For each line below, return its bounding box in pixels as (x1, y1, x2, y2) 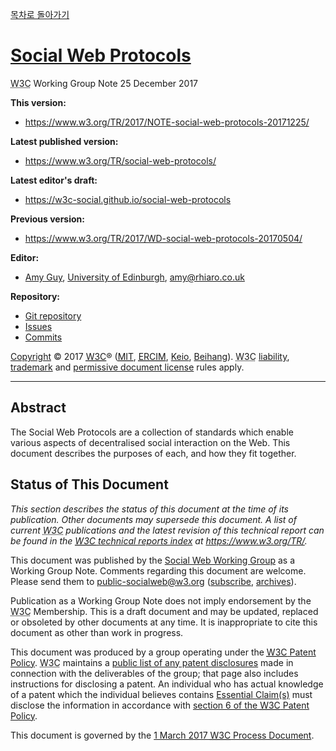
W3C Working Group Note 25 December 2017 (10, 77, 198, 89)
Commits (24, 331, 63, 343)
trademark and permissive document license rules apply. (10, 361, 245, 373)
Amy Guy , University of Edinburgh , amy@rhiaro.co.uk (24, 271, 245, 283)
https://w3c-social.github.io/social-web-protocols (24, 193, 232, 205)
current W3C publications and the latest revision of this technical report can (10, 524, 325, 536)
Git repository (24, 309, 82, 322)
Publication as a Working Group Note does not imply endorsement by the (10, 594, 312, 607)
